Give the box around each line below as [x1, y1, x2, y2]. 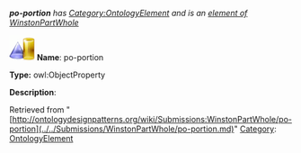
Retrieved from [9, 104, 65, 115]
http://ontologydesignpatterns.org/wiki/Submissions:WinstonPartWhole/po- [12, 114, 292, 124]
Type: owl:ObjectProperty [9, 69, 106, 80]
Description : [9, 87, 57, 97]
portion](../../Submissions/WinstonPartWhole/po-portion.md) [9, 123, 235, 134]
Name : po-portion [36, 52, 104, 62]
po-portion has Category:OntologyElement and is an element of [9, 8, 248, 18]
